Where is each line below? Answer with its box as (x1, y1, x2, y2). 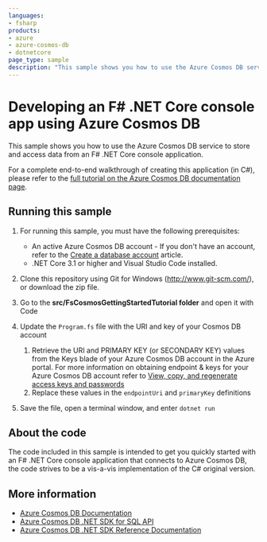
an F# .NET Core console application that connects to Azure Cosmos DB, (8, 455, 248, 466)
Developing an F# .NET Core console (8, 97, 255, 115)
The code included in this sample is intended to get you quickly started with (8, 447, 256, 457)
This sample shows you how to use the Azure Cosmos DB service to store (8, 141, 250, 150)
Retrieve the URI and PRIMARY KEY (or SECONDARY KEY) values (31, 345, 245, 355)
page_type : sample (8, 57, 69, 64)
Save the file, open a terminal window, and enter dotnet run (19, 403, 216, 412)
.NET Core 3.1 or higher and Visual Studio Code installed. (31, 258, 218, 267)
